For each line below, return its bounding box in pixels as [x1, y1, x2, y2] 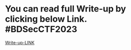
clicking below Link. [5, 13, 87, 25]
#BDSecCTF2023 [5, 24, 77, 35]
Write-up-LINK [5, 39, 35, 45]
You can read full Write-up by [5, 3, 126, 14]
